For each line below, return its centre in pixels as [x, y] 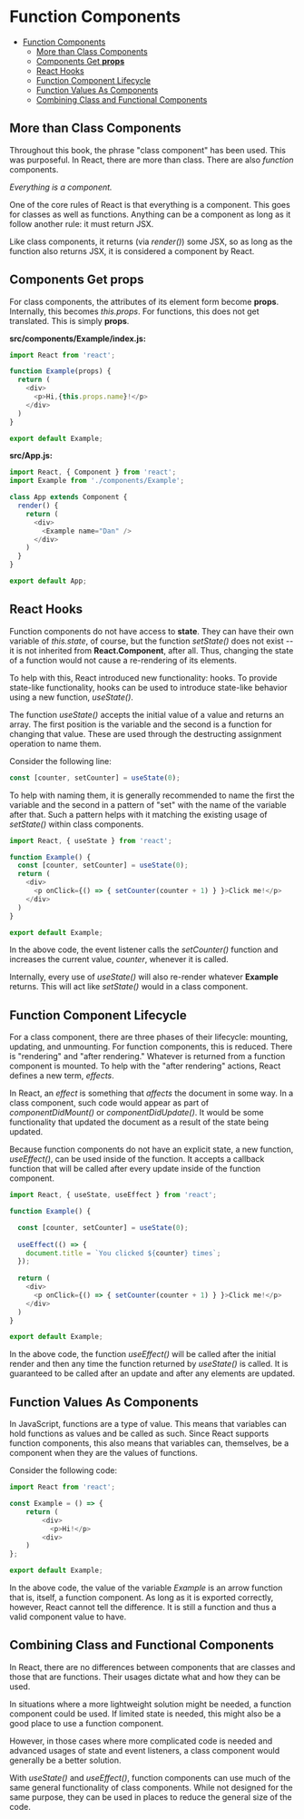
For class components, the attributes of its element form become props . [144, 301]
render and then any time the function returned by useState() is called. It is [149, 1364]
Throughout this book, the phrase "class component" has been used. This [147, 150]
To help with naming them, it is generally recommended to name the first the [152, 795]
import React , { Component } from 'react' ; [93, 472]
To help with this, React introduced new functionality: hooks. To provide [143, 677]
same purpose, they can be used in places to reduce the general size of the [151, 1797]
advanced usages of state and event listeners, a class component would [145, 1750]
